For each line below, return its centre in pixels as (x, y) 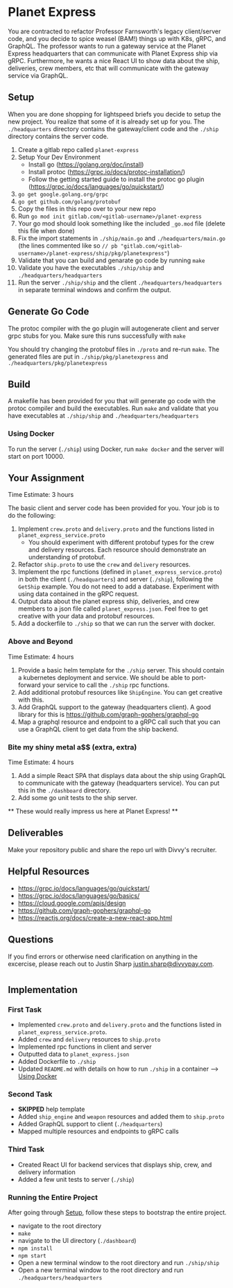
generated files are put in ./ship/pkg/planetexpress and (88, 356)
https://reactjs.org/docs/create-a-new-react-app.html (95, 917)
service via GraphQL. (38, 75)
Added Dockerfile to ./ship (57, 1061)
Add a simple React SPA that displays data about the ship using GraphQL (122, 776)
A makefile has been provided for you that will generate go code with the (112, 401)
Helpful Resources (49, 872)
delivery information (46, 1172)
